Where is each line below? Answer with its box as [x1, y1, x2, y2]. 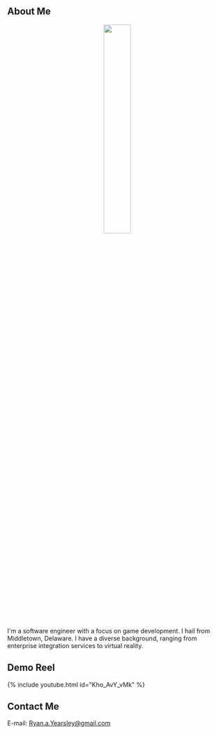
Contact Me [7, 700, 59, 712]
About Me [7, 6, 51, 17]
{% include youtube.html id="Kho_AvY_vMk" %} [7, 680, 145, 689]
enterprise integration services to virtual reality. [7, 641, 144, 649]
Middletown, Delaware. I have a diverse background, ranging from [7, 634, 197, 642]
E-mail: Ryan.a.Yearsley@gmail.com [7, 719, 111, 728]
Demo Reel [7, 662, 55, 674]
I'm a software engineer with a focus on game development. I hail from [7, 626, 211, 635]
